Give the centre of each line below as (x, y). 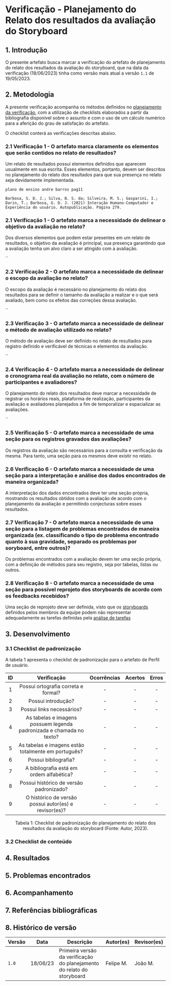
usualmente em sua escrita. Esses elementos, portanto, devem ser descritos (85, 169)
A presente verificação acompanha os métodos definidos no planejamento (83, 107)
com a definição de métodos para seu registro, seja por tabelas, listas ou (82, 565)
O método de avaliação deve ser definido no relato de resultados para (79, 341)
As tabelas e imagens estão (51, 745)
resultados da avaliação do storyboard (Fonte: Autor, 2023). (85, 829)
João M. (144, 964)
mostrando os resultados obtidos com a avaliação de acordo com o (76, 498)
